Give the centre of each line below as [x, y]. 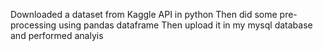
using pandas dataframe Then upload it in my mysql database [185, 25]
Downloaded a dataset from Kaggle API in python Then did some [144, 14]
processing [33, 25]
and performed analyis [57, 35]
